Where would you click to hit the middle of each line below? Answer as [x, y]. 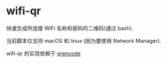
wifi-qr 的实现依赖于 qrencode [43, 53]
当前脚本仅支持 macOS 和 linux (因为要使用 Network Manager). [84, 40]
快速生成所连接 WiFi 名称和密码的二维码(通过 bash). [70, 28]
